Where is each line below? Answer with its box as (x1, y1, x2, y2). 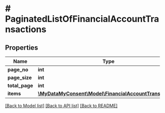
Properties (5, 43, 38, 52)
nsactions (5, 24, 47, 35)
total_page (7, 82, 33, 89)
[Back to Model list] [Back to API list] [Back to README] (5, 103, 118, 109)
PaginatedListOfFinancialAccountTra (5, 13, 160, 25)
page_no (7, 66, 28, 73)
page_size (7, 74, 32, 81)
